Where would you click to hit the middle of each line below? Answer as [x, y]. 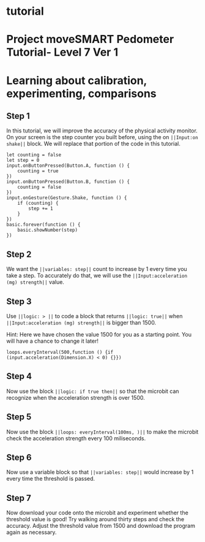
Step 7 [19, 498]
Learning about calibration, [76, 80]
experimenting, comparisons [82, 94]
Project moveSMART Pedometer [90, 40]
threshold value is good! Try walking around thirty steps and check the [95, 519]
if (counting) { [38, 204]
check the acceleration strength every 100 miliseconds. [76, 438]
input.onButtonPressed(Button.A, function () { [68, 166]
